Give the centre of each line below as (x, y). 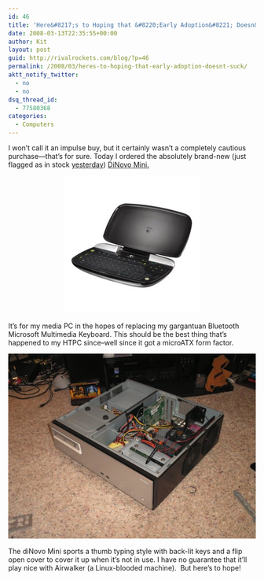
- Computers (35, 125)
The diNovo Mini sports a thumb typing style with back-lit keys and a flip (125, 552)
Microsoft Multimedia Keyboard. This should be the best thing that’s (118, 334)
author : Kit (27, 42)
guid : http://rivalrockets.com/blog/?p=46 (79, 58)
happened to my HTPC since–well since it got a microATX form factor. (121, 343)
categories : (27, 116)
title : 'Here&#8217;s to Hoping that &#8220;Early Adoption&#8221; (121, 25)
